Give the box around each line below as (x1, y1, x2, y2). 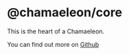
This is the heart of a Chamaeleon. (7, 27, 105, 35)
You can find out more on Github (7, 40, 99, 48)
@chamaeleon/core (7, 5, 122, 20)
